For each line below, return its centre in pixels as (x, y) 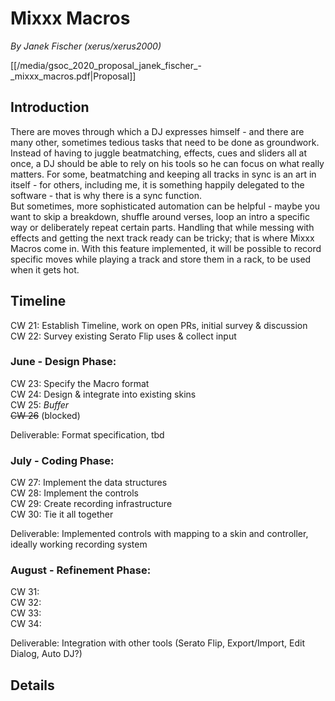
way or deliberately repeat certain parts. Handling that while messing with (162, 227)
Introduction (50, 107)
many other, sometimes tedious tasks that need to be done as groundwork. (165, 142)
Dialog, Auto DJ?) (46, 654)
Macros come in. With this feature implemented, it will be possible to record (166, 248)
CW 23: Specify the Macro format (80, 383)
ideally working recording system (79, 544)
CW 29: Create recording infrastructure (91, 504)
